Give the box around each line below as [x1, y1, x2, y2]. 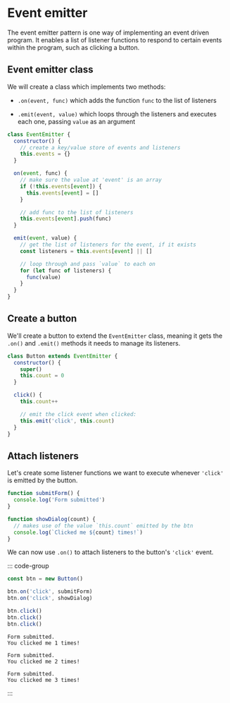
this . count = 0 [20, 372, 65, 379]
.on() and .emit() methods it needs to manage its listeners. [7, 338, 181, 347]
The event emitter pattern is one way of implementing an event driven [7, 28, 210, 37]
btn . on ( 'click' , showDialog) [7, 594, 93, 602]
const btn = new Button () [7, 575, 83, 582]
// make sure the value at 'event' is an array [20, 176, 162, 183]
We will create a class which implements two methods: [7, 82, 166, 91]
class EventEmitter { [7, 130, 71, 138]
